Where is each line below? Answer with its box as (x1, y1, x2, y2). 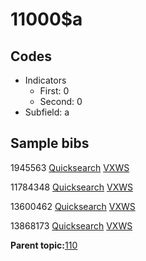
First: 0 (39, 85, 70, 97)
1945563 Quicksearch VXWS (10, 161, 130, 173)
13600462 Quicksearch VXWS (10, 200, 136, 212)
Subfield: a (24, 106, 70, 118)
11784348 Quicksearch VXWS (10, 181, 133, 193)
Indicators (24, 74, 67, 86)
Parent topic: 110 (10, 239, 78, 251)
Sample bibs (10, 135, 90, 152)
